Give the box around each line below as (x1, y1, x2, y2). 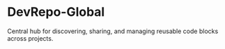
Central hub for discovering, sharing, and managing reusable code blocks (7, 27, 219, 35)
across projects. (7, 34, 54, 42)
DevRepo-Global (7, 4, 105, 20)
